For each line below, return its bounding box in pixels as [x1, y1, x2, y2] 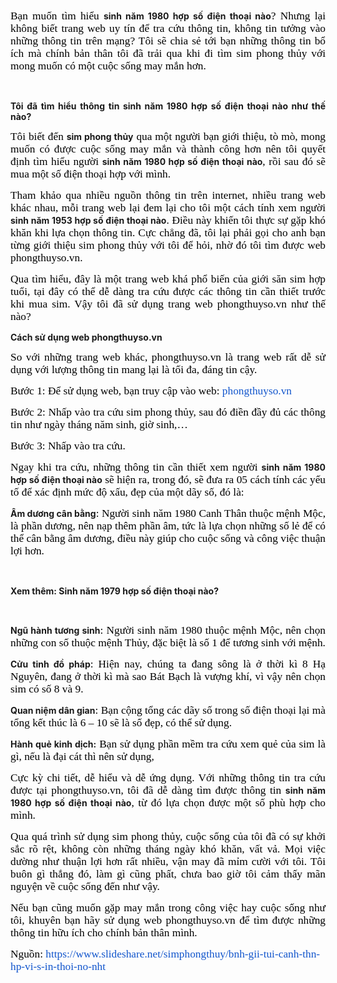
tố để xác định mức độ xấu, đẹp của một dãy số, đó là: [10, 486, 245, 499]
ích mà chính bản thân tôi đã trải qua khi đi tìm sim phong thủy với [10, 47, 326, 60]
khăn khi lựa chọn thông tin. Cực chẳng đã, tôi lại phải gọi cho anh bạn [10, 226, 326, 239]
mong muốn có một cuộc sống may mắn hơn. [10, 60, 207, 72]
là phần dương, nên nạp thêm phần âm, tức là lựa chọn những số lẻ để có [10, 520, 326, 532]
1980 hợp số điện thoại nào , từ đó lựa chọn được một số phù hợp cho [10, 796, 327, 809]
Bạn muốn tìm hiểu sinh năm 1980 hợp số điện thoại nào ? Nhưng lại [10, 10, 326, 22]
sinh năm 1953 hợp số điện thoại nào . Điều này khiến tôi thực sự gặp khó [10, 214, 326, 227]
